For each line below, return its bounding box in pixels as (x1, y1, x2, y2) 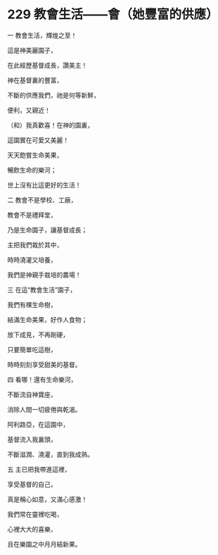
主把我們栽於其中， (7, 240, 63, 249)
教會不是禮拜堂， (7, 211, 57, 219)
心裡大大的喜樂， (7, 525, 57, 533)
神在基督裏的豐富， (7, 75, 63, 85)
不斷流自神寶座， (7, 390, 57, 399)
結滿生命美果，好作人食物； (7, 315, 88, 324)
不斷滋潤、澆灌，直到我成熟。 (7, 450, 94, 459)
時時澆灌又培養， (7, 255, 57, 264)
